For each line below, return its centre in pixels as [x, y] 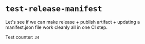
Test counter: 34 [22, 37]
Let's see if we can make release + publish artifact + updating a [73, 22]
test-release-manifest [54, 9]
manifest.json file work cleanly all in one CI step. [57, 27]
